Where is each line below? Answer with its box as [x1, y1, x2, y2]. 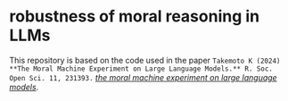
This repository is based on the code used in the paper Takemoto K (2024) [9, 55, 281, 65]
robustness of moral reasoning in [9, 6, 260, 27]
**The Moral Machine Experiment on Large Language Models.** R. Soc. [9, 64, 274, 73]
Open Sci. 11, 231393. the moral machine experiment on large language [9, 72, 278, 82]
